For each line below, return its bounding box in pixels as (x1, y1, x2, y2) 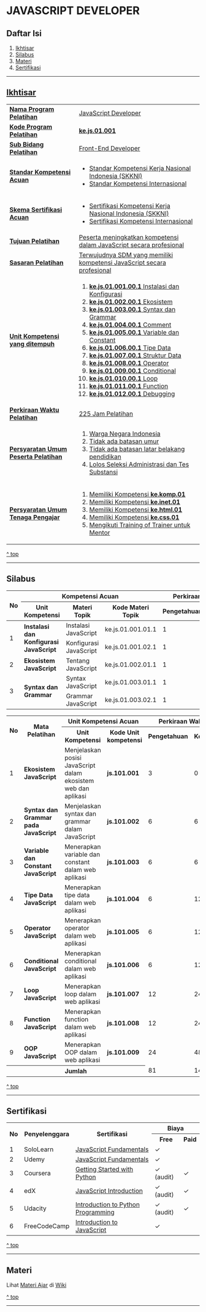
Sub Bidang (9, 140, 44, 149)
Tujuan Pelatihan (9, 237, 60, 245)
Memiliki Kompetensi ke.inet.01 (89, 498, 181, 506)
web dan (64, 784, 90, 792)
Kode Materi (112, 603, 149, 611)
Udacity (24, 1204, 47, 1213)
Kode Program (9, 122, 53, 131)
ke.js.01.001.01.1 (104, 625, 157, 633)
